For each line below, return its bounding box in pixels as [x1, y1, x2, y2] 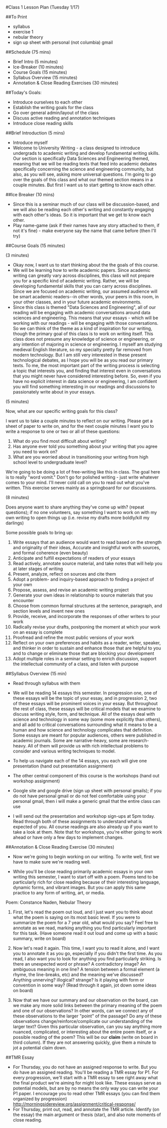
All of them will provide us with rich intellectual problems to [27, 743, 149, 749]
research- [129, 738, 150, 744]
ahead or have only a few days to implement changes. [12, 834, 124, 840]
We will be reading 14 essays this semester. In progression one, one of [12, 690, 158, 696]
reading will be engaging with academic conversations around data [12, 310, 151, 315]
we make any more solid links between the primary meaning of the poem [12, 1003, 163, 1008]
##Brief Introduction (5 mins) [5, 130, 65, 136]
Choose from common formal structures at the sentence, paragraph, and [12, 603, 163, 609]
